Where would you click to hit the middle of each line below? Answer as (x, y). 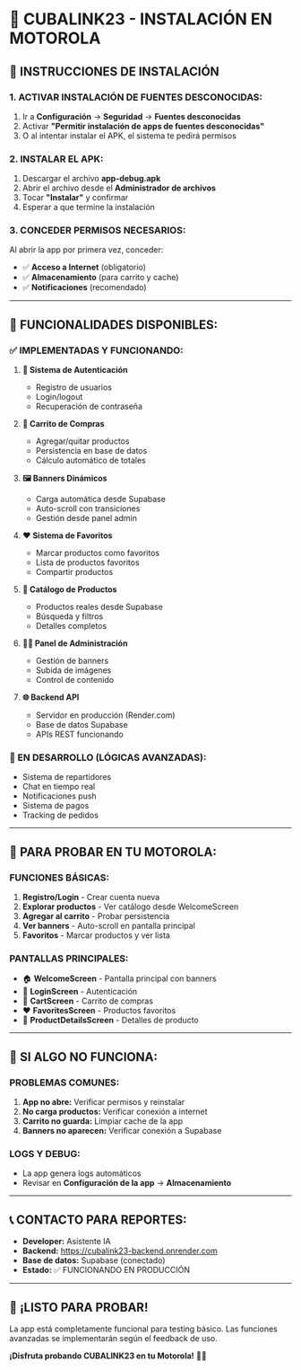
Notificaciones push (59, 796)
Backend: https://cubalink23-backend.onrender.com (120, 1251)
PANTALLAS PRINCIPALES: (69, 959)
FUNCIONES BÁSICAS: (60, 878)
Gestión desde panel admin (86, 518)
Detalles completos (71, 626)
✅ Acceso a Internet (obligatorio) (84, 267)
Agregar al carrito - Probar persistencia (96, 916)
